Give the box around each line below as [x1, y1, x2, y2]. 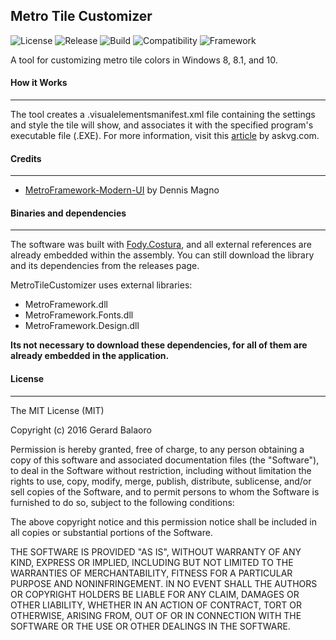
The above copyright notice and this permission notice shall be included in [10, 515, 317, 528]
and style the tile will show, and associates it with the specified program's [10, 119, 314, 131]
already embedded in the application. [10, 350, 170, 362]
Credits [10, 152, 42, 164]
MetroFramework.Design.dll [24, 320, 140, 332]
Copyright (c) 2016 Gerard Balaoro [10, 424, 152, 436]
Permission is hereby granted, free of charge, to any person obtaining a [10, 443, 305, 455]
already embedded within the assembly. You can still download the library [10, 249, 315, 261]
